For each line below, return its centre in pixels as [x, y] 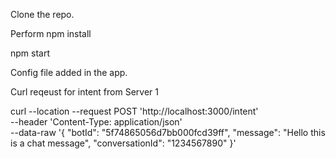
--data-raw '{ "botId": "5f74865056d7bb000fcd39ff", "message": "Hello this [168, 132]
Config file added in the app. [69, 72]
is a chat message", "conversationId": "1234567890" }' [123, 143]
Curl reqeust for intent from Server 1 [84, 92]
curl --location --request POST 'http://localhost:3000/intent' [134, 111]
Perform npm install [51, 33]
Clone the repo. [42, 14]
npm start [30, 53]
